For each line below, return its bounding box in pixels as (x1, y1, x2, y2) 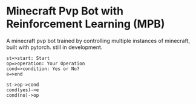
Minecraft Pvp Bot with (6, 4, 124, 18)
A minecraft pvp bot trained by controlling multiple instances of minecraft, (6, 37, 191, 44)
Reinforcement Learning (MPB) (6, 17, 165, 31)
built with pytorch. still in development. (6, 44, 103, 51)
